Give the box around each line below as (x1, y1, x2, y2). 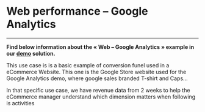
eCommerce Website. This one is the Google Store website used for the (6, 68, 187, 75)
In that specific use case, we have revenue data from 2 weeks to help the (6, 86, 190, 94)
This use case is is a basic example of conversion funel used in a (6, 61, 170, 69)
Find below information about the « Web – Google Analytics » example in (6, 43, 195, 50)
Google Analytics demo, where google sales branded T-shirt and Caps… (6, 75, 188, 82)
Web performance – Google (6, 4, 148, 18)
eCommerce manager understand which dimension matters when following (6, 93, 196, 100)
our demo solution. (6, 50, 56, 57)
